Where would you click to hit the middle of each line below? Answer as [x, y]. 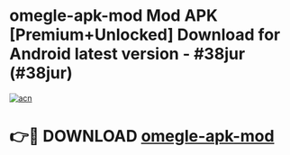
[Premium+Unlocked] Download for [145, 35]
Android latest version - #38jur [127, 54]
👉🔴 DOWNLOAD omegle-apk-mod [142, 137]
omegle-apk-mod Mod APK [113, 16]
